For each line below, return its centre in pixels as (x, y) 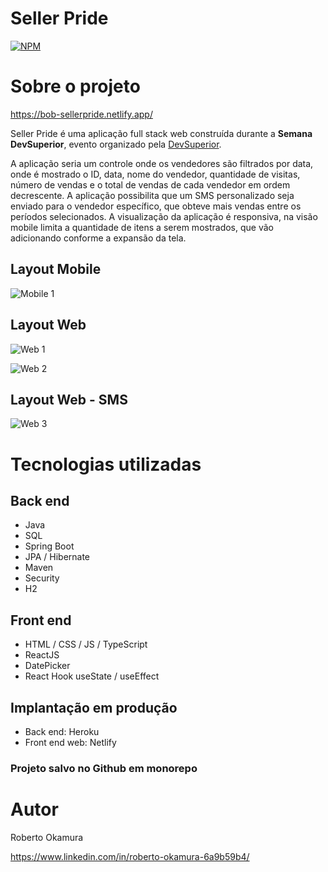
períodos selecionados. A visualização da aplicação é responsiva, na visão (164, 216)
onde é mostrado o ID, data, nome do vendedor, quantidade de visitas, (155, 174)
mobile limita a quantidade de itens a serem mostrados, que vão (142, 227)
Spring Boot (49, 546)
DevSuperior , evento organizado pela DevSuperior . (116, 144)
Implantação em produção (94, 707)
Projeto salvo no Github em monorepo (104, 768)
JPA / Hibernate (57, 557)
